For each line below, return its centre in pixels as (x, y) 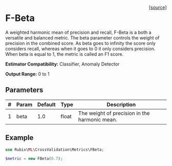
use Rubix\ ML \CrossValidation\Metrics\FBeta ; (55, 150)
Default (47, 105)
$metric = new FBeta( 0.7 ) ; (34, 159)
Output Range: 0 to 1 (27, 74)
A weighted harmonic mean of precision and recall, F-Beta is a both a (79, 32)
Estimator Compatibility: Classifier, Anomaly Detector (62, 64)
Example (19, 138)
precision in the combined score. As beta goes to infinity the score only (81, 43)
